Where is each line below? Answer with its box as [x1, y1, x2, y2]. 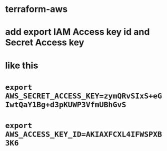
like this [5, 60, 38, 71]
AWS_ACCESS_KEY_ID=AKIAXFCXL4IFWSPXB [5, 130, 162, 139]
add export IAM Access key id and [5, 26, 150, 38]
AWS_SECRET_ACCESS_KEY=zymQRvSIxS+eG [5, 91, 162, 101]
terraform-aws [5, 3, 68, 15]
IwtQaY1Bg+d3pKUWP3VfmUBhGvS [5, 100, 126, 109]
